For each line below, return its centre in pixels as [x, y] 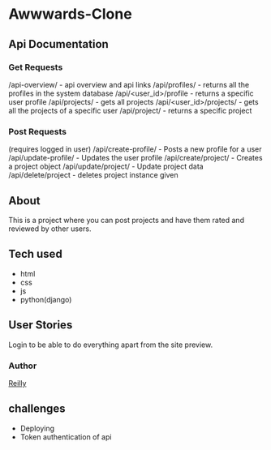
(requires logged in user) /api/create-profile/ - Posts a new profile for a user [135, 149]
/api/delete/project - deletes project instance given [93, 175]
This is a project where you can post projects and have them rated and [127, 220]
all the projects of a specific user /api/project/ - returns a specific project [130, 110]
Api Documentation [59, 44]
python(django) [46, 299]
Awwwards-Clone [70, 14]
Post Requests [38, 131]
